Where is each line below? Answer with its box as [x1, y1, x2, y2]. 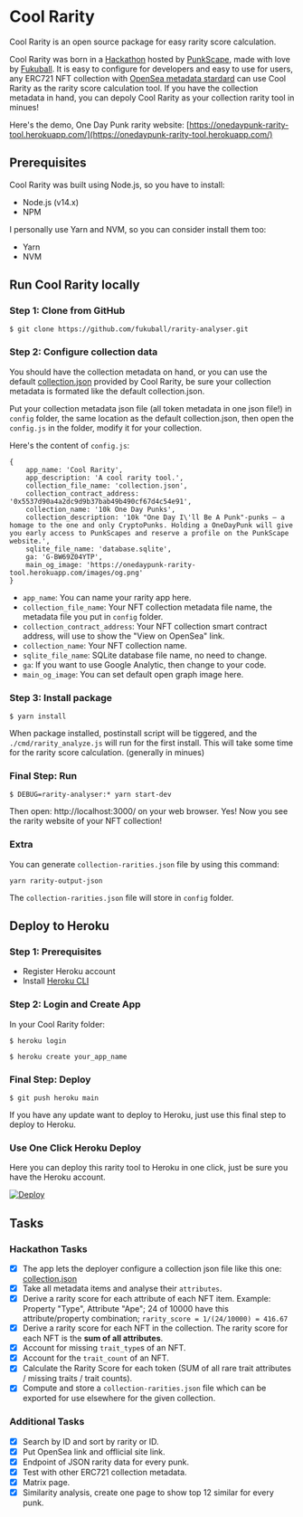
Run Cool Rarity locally [9, 278, 140, 293]
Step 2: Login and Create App [9, 998, 142, 1010]
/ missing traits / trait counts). [22, 1373, 133, 1384]
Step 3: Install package [9, 691, 113, 704]
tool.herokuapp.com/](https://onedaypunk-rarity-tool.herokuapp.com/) [9, 128, 273, 139]
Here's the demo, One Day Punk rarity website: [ [9, 119, 190, 130]
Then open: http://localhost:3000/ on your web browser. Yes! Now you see [9, 806, 289, 817]
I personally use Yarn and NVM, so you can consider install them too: [9, 223, 267, 234]
